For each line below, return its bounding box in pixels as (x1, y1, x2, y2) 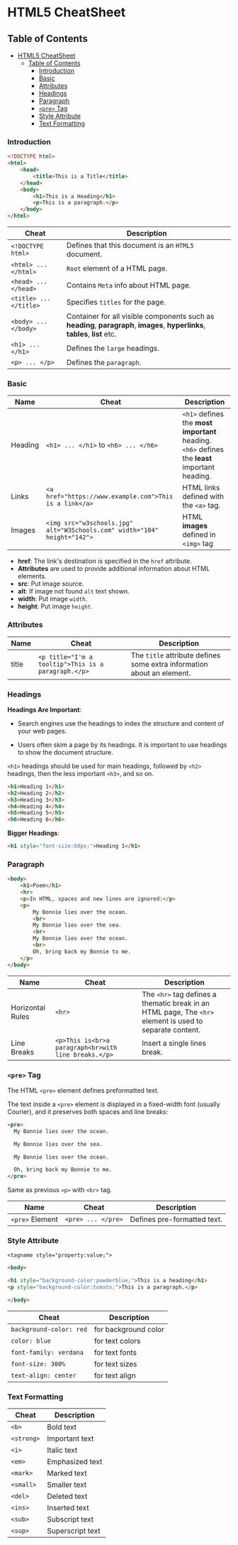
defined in (182, 530, 216, 540)
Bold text (47, 1422, 76, 1432)
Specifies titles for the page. (66, 297, 166, 307)
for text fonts (93, 1347, 137, 1357)
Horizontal (11, 1003, 46, 1012)
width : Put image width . (17, 594, 88, 604)
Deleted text (47, 1492, 88, 1502)
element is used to (141, 1016, 203, 1026)
